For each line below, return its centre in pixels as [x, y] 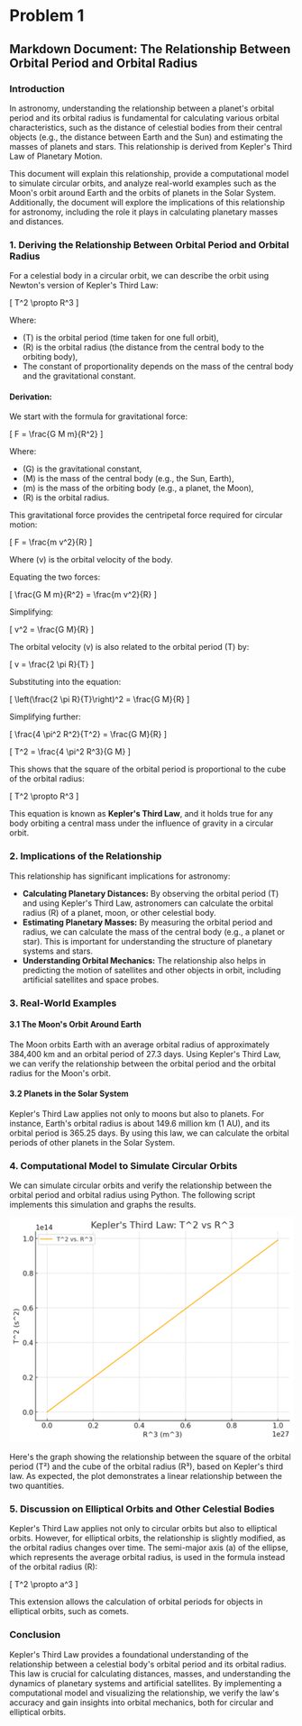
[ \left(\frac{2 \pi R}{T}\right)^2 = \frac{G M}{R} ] [100, 699]
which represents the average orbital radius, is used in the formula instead [147, 1557]
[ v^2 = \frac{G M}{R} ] [52, 630]
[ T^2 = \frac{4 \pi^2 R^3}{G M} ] [70, 752]
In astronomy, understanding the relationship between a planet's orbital [142, 108]
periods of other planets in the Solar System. [92, 1142]
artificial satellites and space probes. [91, 980]
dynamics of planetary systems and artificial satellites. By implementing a [146, 1683]
